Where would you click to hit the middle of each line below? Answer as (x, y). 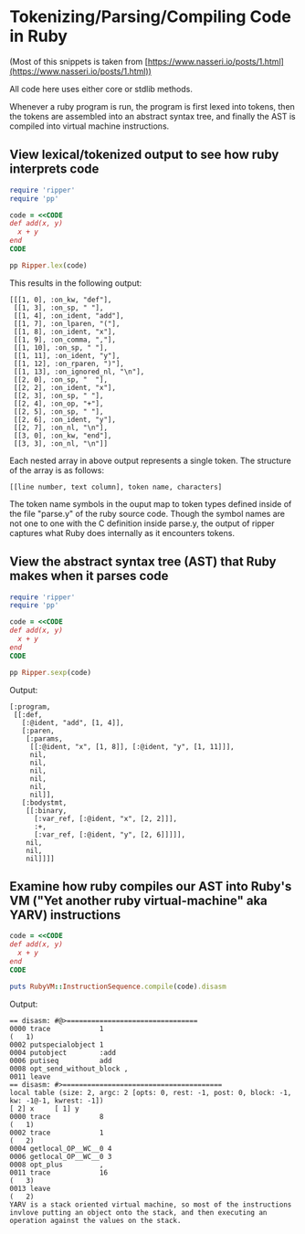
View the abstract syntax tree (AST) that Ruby (143, 562)
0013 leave (30, 1188)
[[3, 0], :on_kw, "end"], (63, 436)
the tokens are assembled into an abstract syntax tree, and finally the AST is (153, 116)
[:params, (45, 738)
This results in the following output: (76, 283)
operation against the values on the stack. (95, 1220)
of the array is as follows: (57, 470)
